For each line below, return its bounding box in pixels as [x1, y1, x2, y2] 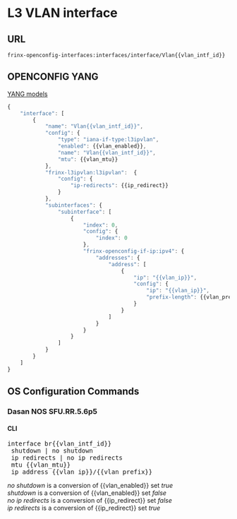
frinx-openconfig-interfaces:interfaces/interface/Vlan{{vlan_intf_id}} [7, 52, 226, 59]
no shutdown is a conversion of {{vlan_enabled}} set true [7, 482, 174, 490]
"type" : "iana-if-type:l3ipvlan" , [57, 136, 159, 143]
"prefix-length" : [146, 294, 197, 301]
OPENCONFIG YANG [7, 71, 99, 83]
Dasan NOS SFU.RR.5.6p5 [7, 407, 97, 416]
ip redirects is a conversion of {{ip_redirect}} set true [7, 503, 161, 513]
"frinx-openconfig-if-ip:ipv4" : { [83, 248, 185, 255]
